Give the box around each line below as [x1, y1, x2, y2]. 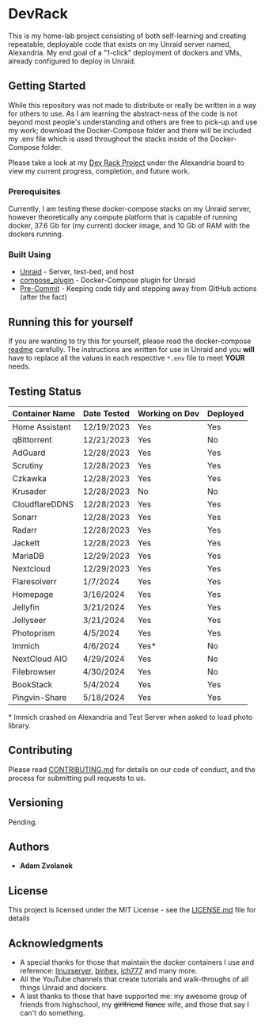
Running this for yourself [8, 315, 134, 329]
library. [8, 721, 32, 730]
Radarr [12, 524, 38, 535]
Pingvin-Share [12, 691, 67, 702]
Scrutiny [12, 460, 44, 471]
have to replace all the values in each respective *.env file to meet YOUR [8, 354, 245, 363]
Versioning [8, 796, 63, 809]
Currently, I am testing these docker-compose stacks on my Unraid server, [8, 204, 252, 214]
